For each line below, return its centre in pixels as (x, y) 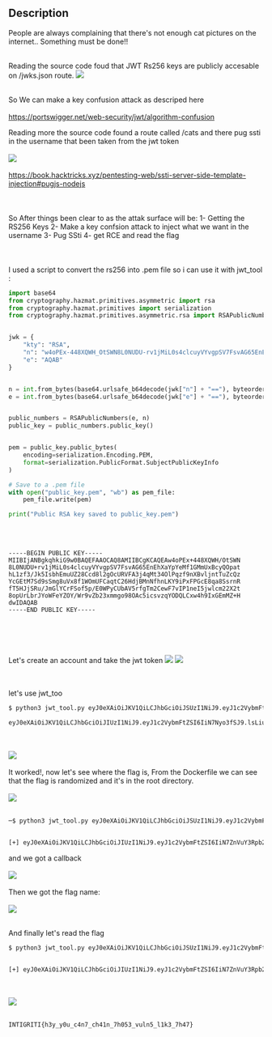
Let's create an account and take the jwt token (86, 661)
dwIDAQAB (23, 603)
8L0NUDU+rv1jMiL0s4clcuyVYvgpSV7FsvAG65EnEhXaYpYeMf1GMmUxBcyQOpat (125, 567)
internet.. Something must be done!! (68, 41)
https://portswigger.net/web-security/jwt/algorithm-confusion (112, 117)
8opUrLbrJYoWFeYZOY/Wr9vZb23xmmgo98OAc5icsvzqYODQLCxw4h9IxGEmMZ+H (125, 596)
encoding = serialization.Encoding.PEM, (88, 455)
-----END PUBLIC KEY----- (52, 610)
